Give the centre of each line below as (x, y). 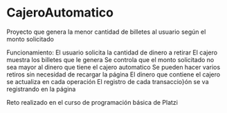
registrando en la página (41, 89)
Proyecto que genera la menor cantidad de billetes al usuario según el (106, 32)
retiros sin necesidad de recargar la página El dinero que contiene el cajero (113, 74)
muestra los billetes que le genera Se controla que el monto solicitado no (110, 59)
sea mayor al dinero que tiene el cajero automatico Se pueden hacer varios (113, 67)
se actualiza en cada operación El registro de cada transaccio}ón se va (108, 81)
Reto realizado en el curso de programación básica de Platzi (92, 102)
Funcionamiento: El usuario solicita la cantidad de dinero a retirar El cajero (112, 52)
